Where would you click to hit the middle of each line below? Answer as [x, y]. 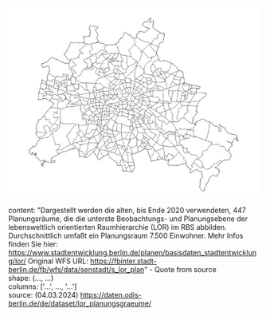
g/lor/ [17, 261]
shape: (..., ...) [31, 278]
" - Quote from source [180, 270]
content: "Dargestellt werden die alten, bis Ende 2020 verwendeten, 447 [127, 211]
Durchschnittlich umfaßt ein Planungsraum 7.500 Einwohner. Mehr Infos [126, 236]
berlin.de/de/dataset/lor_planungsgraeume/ [80, 304]
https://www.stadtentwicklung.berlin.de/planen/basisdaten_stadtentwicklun [133, 253]
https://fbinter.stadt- [123, 261]
